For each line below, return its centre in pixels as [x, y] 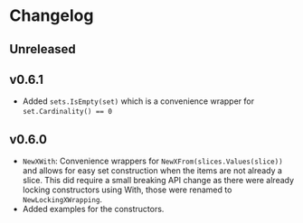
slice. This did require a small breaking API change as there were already [158, 181]
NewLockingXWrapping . [62, 200]
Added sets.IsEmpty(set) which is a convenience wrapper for [138, 101]
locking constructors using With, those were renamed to [127, 190]
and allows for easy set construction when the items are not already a [152, 171]
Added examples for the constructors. [93, 209]
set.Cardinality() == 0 [67, 112]
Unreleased [43, 49]
